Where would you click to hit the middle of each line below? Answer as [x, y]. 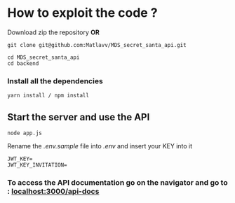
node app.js [25, 133]
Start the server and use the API [79, 117]
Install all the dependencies [55, 80]
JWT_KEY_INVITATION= [38, 165]
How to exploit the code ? [82, 13]
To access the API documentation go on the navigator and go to [117, 182]
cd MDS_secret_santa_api [43, 57]
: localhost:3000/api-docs [53, 191]
